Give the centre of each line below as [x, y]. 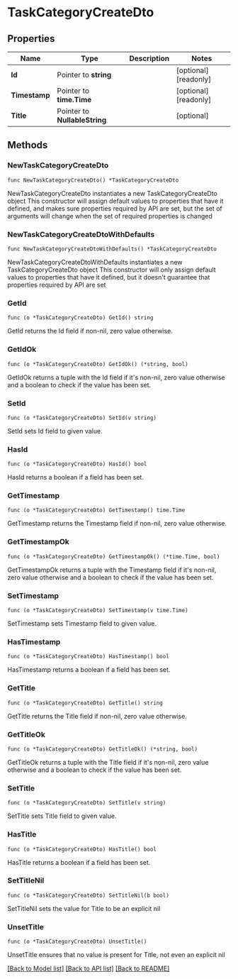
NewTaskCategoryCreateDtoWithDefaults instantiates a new [95, 262]
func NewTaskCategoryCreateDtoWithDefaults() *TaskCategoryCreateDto [112, 249]
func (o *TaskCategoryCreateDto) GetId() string [80, 318]
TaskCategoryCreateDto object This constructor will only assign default [112, 270]
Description [149, 59]
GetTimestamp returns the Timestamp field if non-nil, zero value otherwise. [117, 524]
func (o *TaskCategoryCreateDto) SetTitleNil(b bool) [89, 895]
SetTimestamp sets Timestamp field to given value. [82, 624]
